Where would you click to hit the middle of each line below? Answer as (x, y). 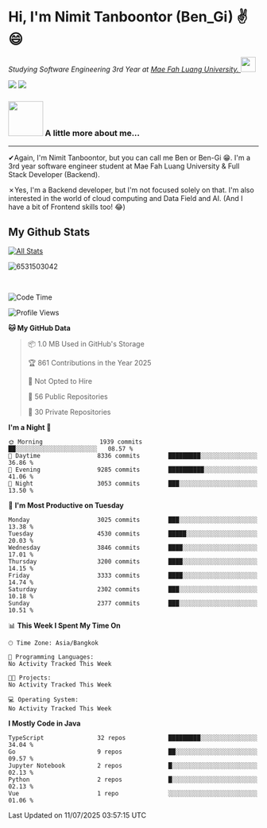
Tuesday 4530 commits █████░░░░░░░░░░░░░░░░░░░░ (133, 534)
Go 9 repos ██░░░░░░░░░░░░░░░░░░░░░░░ (133, 752)
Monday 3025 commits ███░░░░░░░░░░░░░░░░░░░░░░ (133, 520)
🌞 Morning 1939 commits (75, 442)
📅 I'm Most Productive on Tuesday (66, 505)
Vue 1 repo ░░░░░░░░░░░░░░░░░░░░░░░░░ (133, 794)
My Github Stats (49, 232)
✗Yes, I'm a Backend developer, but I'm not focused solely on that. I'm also (131, 190)
